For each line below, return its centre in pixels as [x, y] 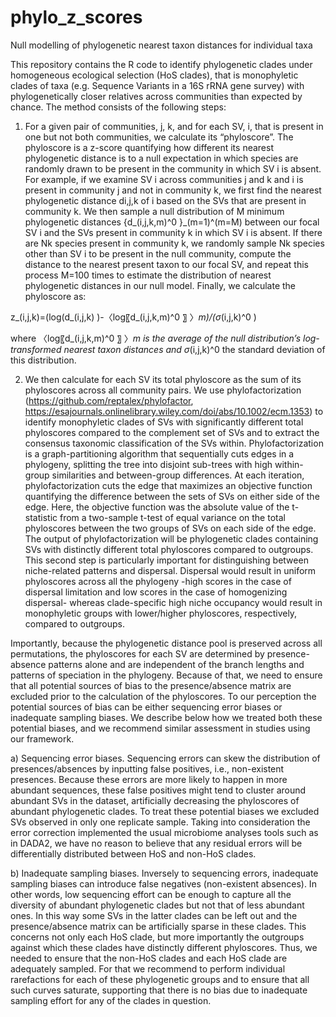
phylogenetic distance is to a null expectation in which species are [161, 158]
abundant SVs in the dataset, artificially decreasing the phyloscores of [155, 800]
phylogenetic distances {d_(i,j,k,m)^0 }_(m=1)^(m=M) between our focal [172, 222]
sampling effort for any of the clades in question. [111, 1000]
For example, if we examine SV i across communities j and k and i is [164, 179]
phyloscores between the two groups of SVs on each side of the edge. [170, 528]
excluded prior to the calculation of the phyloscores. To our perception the [163, 696]
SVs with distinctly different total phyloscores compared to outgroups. [169, 549]
